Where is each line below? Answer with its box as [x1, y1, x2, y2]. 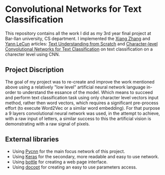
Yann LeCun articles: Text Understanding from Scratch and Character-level [5, 41, 158, 46]
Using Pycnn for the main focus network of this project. [12, 148, 125, 154]
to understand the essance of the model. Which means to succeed [17, 89, 153, 95]
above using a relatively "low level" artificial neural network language [5, 84, 146, 90]
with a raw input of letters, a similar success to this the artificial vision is [5, 115, 152, 122]
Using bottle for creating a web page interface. [12, 159, 108, 165]
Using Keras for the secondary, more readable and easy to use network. [12, 153, 160, 159]
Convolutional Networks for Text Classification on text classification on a [5, 46, 153, 52]
